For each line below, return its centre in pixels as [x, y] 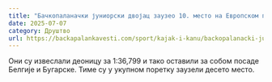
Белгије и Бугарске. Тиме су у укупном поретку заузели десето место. [132, 70]
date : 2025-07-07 [38, 23]
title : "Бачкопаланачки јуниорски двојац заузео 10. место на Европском [134, 16]
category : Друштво [39, 31]
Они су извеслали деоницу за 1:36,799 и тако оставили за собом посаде [134, 61]
